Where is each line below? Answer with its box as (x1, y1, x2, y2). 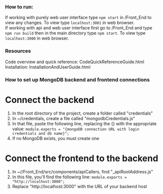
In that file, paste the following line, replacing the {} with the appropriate (12, 121, 157, 127)
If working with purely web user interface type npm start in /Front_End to (5, 15, 152, 21)
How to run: (5, 3, 34, 10)
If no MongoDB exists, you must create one (12, 136, 100, 142)
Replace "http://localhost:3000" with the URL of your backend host (12, 184, 147, 190)
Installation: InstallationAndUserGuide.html (5, 64, 91, 70)
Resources (5, 48, 31, 54)
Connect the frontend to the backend (5, 153, 159, 164)
